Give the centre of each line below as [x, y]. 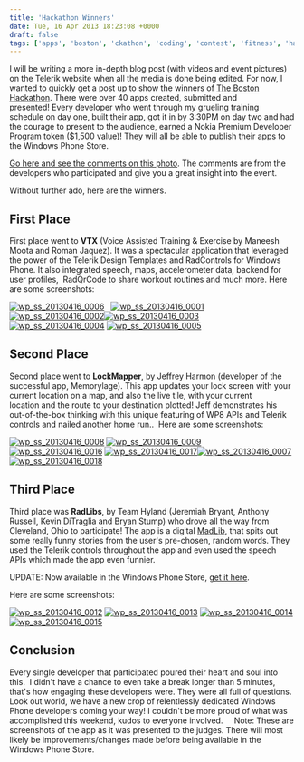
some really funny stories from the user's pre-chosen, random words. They [150, 540]
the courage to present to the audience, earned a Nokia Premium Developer [151, 127]
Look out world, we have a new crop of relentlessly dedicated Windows [142, 701]
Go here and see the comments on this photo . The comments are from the [148, 163]
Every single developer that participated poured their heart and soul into [144, 672]
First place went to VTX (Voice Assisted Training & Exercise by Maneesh [144, 241]
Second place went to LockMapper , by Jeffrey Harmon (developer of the [146, 376]
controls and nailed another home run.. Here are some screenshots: [137, 424]
